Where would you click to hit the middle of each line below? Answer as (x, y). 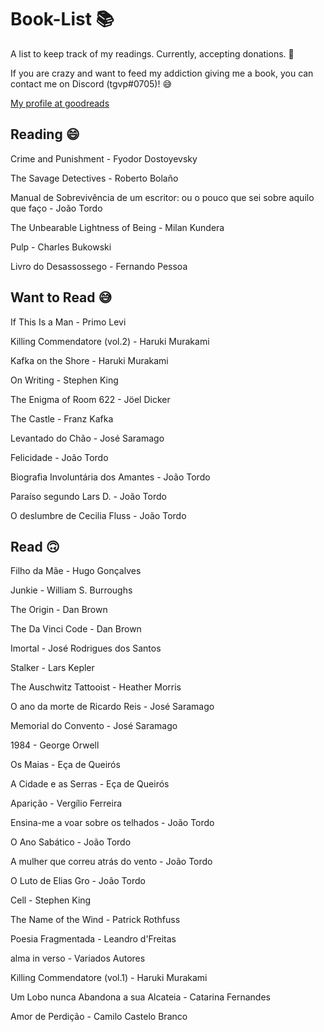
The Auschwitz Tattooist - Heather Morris (96, 687)
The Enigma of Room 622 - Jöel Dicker (90, 399)
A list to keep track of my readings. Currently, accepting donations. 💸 (152, 53)
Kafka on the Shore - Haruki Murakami (89, 360)
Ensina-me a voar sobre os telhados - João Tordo (112, 823)
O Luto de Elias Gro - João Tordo (78, 881)
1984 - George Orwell (55, 745)
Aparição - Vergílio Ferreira (66, 803)
